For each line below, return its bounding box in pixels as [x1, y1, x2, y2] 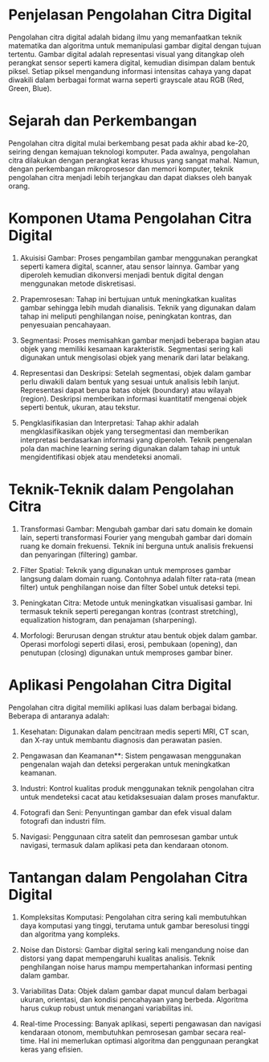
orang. [8, 181, 31, 191]
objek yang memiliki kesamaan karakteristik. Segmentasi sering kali [19, 344, 243, 353]
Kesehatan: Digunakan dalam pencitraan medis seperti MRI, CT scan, [19, 727, 250, 736]
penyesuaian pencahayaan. [19, 319, 112, 329]
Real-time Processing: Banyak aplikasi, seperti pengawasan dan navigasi [19, 1019, 262, 1028]
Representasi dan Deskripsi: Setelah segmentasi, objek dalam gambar [19, 368, 251, 377]
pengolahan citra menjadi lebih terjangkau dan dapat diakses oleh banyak [8, 172, 252, 182]
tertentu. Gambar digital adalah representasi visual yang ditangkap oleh [8, 49, 245, 59]
